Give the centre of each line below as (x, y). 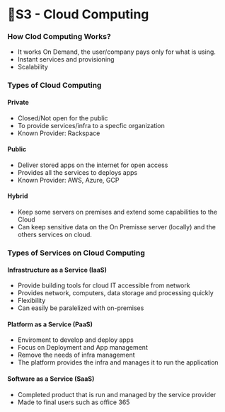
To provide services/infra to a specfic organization (91, 125)
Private (18, 102)
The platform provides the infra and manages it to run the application (118, 362)
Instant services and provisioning (66, 59)
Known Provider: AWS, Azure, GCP (68, 180)
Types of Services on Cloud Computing (76, 253)
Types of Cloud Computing (54, 86)
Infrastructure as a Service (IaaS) (57, 270)
